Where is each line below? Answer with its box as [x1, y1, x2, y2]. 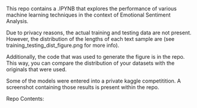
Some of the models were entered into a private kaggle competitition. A [6, 77, 182, 84]
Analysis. [6, 18, 29, 24]
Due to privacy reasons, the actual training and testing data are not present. [6, 29, 192, 36]
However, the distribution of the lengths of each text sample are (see [6, 36, 174, 42]
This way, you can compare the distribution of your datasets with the [6, 59, 175, 66]
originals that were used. [6, 66, 67, 73]
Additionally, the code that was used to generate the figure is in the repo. [6, 53, 185, 60]
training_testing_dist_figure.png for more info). [6, 42, 120, 49]
